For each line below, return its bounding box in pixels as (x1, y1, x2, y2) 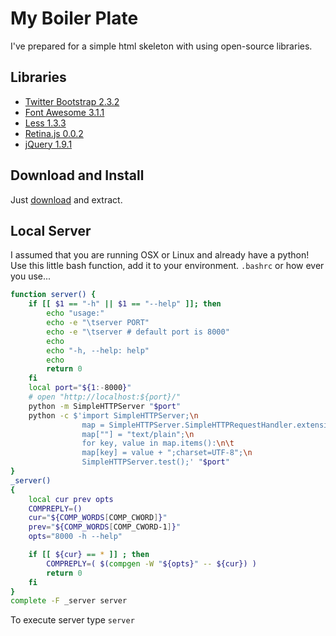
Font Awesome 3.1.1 (24, 106, 105, 118)
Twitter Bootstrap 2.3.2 (24, 95, 120, 107)
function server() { (10, 290, 97, 300)
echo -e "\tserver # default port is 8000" (46, 327, 230, 337)
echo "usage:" (46, 308, 105, 319)
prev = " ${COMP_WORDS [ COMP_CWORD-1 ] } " (28, 522, 182, 532)
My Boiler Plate (10, 7, 139, 30)
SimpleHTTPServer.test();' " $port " (81, 457, 230, 467)
